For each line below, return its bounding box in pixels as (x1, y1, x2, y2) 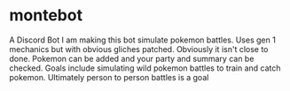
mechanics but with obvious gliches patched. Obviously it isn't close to (9, 43, 269, 54)
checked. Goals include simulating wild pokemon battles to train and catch (9, 63, 281, 73)
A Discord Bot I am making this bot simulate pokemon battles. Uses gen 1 (9, 34, 277, 45)
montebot (9, 5, 82, 26)
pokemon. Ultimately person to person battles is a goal (9, 72, 209, 82)
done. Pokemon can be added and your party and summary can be (9, 53, 255, 64)
